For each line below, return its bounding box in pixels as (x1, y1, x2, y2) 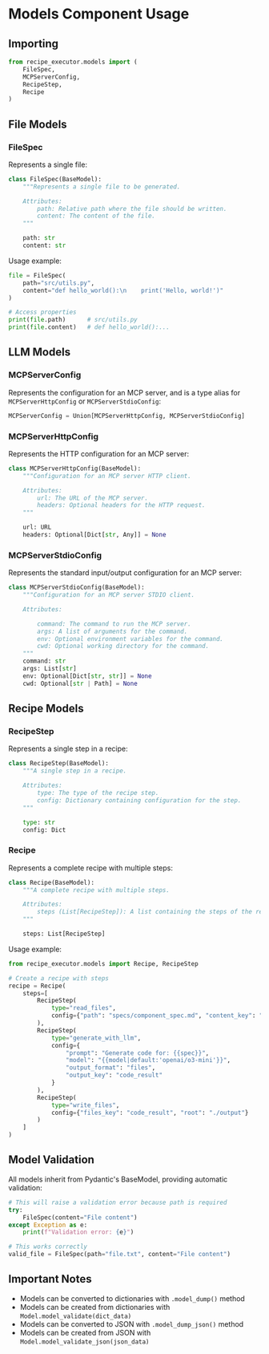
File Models (8, 117, 67, 131)
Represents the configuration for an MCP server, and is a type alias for (8, 387, 241, 397)
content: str (22, 241, 66, 249)
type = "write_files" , (50, 1101, 120, 1109)
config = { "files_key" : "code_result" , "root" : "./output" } (50, 1109, 249, 1117)
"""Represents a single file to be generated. (22, 182, 181, 191)
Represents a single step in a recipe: (8, 744, 128, 754)
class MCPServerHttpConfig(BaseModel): (8, 464, 142, 472)
